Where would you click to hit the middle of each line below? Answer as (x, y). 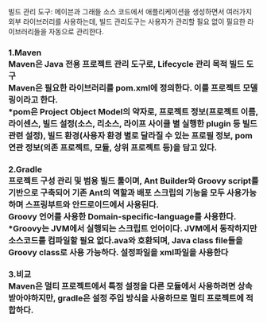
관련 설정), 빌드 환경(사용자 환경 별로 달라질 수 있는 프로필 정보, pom (130, 135)
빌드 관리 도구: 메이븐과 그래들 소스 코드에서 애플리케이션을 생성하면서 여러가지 (130, 12)
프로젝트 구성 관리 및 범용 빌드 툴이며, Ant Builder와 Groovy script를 (133, 180)
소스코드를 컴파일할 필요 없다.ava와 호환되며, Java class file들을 (126, 240)
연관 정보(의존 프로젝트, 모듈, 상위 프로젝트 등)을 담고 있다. (112, 147)
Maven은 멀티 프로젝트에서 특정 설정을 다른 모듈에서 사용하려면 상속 (130, 286)
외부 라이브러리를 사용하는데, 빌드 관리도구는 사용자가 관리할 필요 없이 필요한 (127, 21)
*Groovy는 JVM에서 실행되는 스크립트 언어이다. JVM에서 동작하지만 (133, 228)
